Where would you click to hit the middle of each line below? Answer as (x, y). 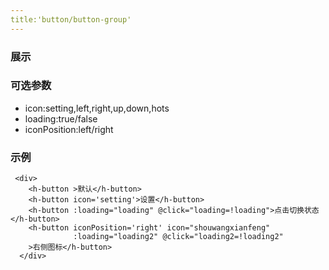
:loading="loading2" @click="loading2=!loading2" (178, 237)
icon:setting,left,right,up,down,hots (97, 108)
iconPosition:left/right (69, 129)
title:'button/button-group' (71, 19)
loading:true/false (61, 118)
